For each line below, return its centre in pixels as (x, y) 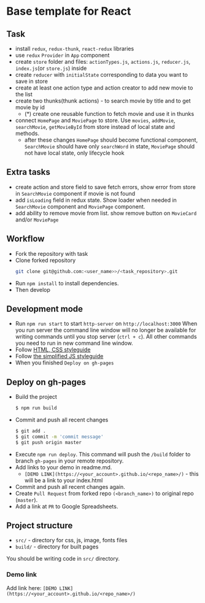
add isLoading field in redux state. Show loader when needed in (96, 200)
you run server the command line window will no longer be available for (106, 330)
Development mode (45, 309)
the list (24, 94)
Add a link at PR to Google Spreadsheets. (67, 506)
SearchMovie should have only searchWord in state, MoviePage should (110, 146)
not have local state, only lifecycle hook (74, 153)
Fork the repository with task (52, 253)
